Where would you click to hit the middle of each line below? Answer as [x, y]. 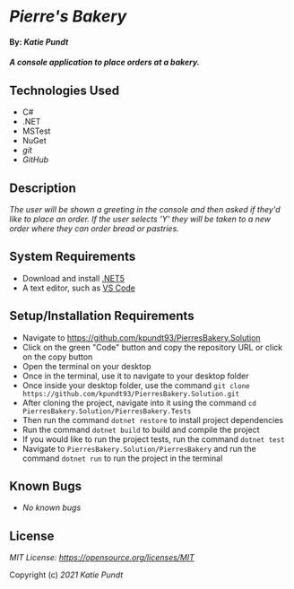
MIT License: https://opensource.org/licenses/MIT [102, 558]
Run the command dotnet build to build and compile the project [141, 429]
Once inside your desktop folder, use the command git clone [136, 385]
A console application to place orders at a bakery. [104, 62]
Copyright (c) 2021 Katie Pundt [66, 575]
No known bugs [52, 507]
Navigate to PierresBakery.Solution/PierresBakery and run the [139, 448]
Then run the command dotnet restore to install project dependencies [153, 420]
